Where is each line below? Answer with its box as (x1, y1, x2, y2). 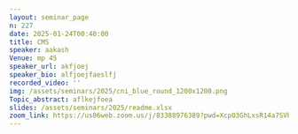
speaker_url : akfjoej (9, 63, 90, 71)
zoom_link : (9, 111, 50, 120)
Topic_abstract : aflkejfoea (9, 94, 114, 104)
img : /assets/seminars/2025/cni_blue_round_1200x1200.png (9, 86, 228, 95)
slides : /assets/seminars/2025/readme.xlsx (9, 103, 173, 112)
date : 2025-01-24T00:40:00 (9, 29, 109, 38)
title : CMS (9, 37, 50, 47)
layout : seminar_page (9, 12, 90, 22)
